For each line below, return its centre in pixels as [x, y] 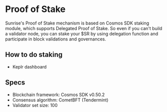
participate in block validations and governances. [56, 39]
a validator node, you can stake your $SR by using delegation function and [82, 33]
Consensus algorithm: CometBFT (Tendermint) [60, 100]
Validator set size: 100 [35, 105]
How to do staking [34, 55]
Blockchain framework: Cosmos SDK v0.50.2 [59, 94]
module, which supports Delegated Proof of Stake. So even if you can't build [84, 28]
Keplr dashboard [29, 66]
